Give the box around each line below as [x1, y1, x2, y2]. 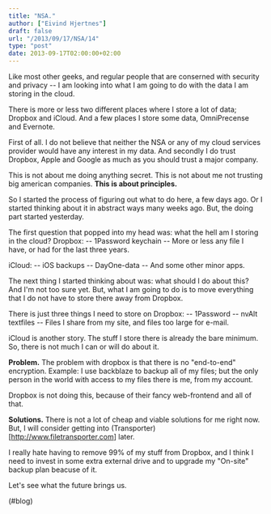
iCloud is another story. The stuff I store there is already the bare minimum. [8, 333, 259, 342]
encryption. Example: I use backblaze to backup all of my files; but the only [8, 366, 259, 376]
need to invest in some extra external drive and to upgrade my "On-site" [8, 457, 249, 465]
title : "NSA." [8, 11, 57, 20]
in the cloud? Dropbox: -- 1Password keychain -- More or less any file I [8, 236, 244, 245]
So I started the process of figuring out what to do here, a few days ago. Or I [8, 195, 263, 204]
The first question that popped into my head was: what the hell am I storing [8, 227, 259, 237]
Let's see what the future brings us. [8, 481, 127, 490]
